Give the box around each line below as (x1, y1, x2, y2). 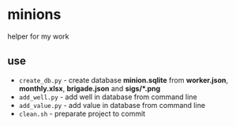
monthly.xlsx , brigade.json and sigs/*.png (18, 83, 161, 93)
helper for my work (7, 31, 69, 41)
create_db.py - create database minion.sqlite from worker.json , (18, 75, 229, 84)
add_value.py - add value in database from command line (18, 100, 206, 109)
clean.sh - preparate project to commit (18, 109, 146, 118)
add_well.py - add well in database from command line (18, 92, 198, 102)
